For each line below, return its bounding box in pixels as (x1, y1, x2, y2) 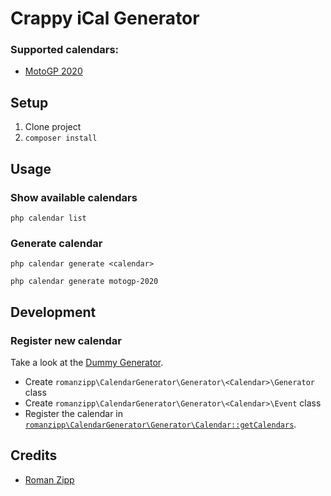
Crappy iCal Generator (10, 7, 200, 30)
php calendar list (10, 213, 87, 223)
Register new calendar (10, 333, 122, 347)
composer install (24, 133, 98, 144)
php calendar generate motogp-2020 (10, 277, 159, 287)
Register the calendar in (24, 407, 124, 419)
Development (10, 303, 97, 321)
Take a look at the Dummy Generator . (10, 356, 164, 368)
